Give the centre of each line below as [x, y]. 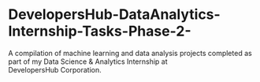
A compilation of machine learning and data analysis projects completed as [130, 53]
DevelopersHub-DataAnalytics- [114, 15]
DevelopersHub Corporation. [55, 69]
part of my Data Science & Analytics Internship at [88, 61]
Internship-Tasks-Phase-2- [100, 31]
